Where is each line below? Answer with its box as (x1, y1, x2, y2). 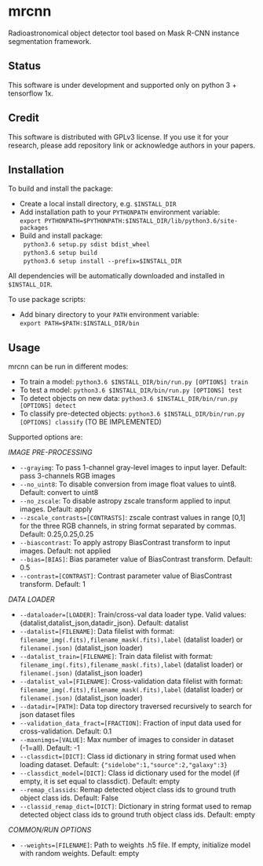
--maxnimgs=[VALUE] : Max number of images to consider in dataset (19, 735, 234, 744)
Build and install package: (19, 231, 104, 241)
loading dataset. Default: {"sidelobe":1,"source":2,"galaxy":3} (19, 760, 228, 770)
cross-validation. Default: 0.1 (19, 726, 112, 736)
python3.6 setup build (23, 249, 98, 257)
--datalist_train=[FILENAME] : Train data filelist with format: (19, 652, 214, 661)
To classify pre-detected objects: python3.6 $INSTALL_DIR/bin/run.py (19, 409, 245, 418)
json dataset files (19, 710, 75, 719)
